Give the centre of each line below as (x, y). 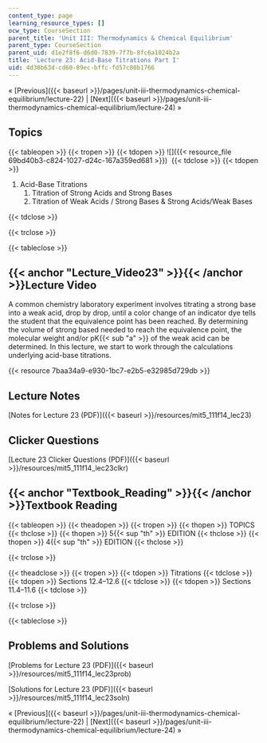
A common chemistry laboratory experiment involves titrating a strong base (132, 304)
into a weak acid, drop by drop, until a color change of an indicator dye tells (132, 313)
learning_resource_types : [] (57, 23)
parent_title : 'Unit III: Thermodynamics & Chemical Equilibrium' (121, 38)
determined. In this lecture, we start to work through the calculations (121, 347)
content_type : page (41, 16)
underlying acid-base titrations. (60, 356)
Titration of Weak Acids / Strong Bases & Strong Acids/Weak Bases (142, 201)
